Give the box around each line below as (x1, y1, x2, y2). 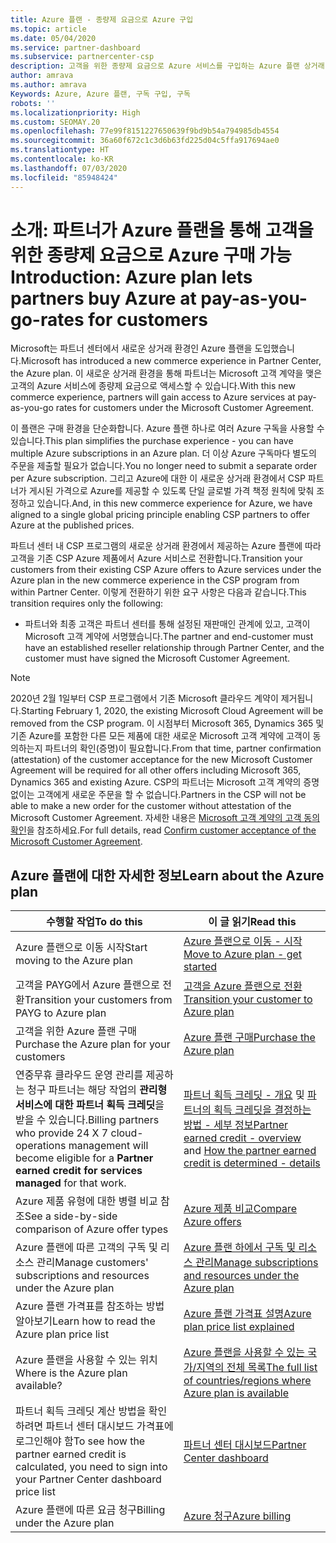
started (183, 960, 218, 974)
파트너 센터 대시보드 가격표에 (45, 1419, 174, 1433)
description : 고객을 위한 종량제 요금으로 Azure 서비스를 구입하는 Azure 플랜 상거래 (10, 61, 325, 71)
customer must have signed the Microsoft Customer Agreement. (24, 652, 291, 665)
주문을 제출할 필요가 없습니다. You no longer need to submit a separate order (10, 460, 318, 472)
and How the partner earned (183, 1144, 317, 1158)
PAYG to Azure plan (15, 1006, 107, 1020)
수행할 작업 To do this (46, 915, 143, 929)
